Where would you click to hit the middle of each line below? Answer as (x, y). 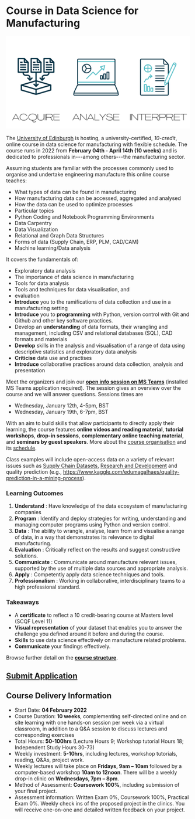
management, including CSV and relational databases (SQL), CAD (93, 333)
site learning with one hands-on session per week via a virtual (89, 722)
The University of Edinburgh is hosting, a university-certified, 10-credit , (92, 138)
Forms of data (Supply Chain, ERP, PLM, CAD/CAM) (76, 242)
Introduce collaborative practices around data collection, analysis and (99, 364)
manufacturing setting (41, 308)
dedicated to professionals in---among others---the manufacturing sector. (96, 157)
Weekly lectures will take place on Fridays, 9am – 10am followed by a (98, 766)
